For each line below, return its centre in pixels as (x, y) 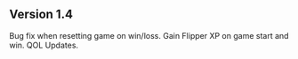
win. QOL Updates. (44, 45)
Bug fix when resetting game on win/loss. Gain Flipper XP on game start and (149, 35)
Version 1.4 (41, 15)
